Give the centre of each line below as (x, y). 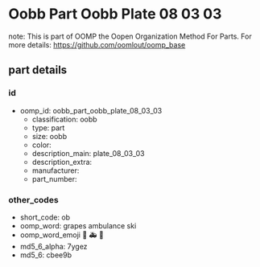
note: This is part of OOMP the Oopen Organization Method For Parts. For (130, 36)
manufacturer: (56, 170)
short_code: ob (45, 217)
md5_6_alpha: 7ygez (54, 246)
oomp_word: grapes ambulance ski (78, 225)
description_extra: (62, 162)
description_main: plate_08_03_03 (88, 153)
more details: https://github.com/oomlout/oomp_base (97, 44)
